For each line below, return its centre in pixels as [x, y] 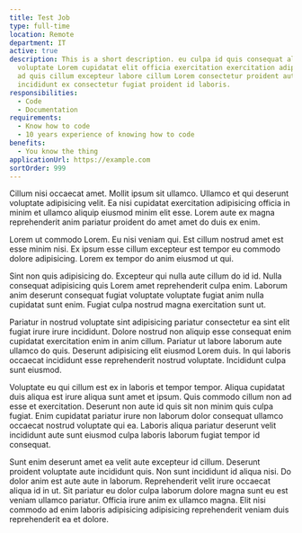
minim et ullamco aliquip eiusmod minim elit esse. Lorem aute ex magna [142, 213]
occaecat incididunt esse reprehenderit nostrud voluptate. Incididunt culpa [147, 360]
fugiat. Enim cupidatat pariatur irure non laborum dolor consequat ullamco [147, 416]
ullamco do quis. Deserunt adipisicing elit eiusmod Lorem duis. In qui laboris [150, 351]
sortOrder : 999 [38, 168]
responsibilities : [44, 93]
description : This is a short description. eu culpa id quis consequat [146, 59]
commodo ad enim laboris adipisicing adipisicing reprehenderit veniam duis [149, 510]
